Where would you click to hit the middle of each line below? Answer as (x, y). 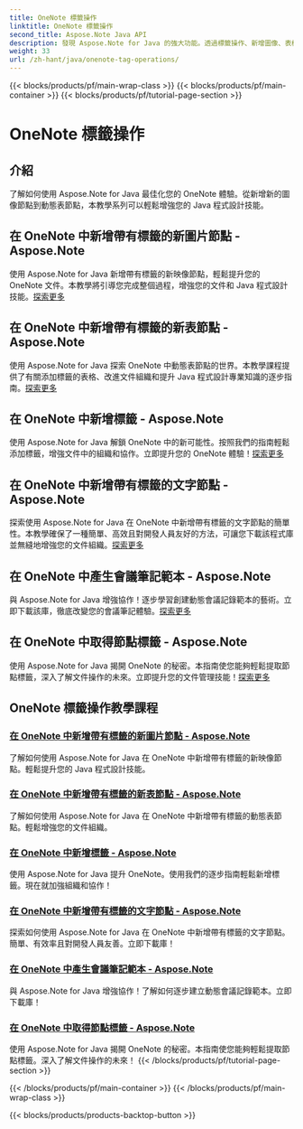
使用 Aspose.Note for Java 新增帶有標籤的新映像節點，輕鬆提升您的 (135, 274)
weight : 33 (30, 51)
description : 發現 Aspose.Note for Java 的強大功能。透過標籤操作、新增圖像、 (147, 43)
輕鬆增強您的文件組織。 (69, 826)
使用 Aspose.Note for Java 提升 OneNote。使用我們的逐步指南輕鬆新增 (141, 874)
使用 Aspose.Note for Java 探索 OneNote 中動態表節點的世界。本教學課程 (146, 365)
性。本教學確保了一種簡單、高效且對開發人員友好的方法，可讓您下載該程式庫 (151, 534)
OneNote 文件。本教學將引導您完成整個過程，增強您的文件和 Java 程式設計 (149, 285)
